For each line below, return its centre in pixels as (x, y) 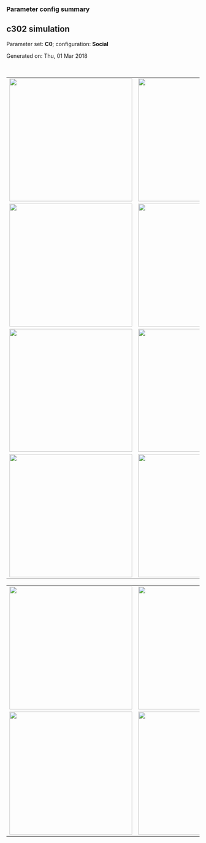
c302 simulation (38, 29)
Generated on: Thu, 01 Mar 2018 (47, 56)
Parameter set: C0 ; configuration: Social (57, 44)
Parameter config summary (48, 9)
